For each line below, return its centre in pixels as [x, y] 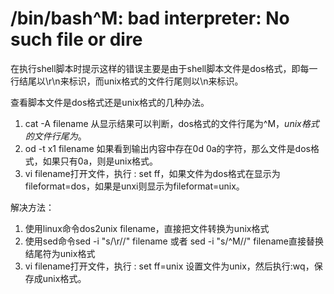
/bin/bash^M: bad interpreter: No [150, 18]
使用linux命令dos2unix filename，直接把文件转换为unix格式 [147, 228]
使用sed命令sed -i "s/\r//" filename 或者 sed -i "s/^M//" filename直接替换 [174, 241]
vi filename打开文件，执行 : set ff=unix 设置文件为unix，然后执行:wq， [169, 266]
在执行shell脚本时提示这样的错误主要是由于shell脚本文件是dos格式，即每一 [164, 68]
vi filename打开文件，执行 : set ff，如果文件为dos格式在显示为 [152, 173]
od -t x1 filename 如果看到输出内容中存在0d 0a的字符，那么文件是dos [167, 148]
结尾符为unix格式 [60, 253]
